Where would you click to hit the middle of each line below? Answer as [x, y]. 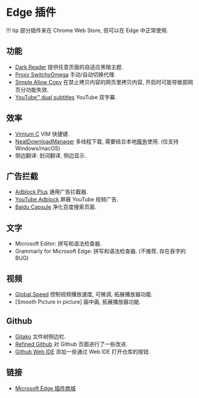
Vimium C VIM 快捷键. [42, 134]
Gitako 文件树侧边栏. [40, 336]
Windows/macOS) [37, 148]
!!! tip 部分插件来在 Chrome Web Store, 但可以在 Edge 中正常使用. [87, 30]
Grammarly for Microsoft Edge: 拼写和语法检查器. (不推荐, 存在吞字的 [100, 251]
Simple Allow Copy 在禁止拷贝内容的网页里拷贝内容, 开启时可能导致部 [101, 82]
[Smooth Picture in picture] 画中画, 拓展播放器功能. [78, 302]
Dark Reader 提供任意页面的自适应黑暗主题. [69, 67]
